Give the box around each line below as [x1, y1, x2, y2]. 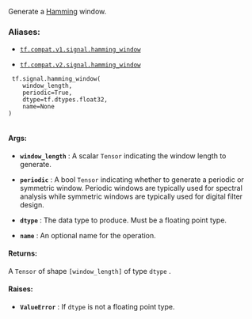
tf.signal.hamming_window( [11, 75, 101, 83]
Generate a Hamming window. [8, 7, 107, 16]
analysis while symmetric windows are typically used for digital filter [19, 192, 243, 201]
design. [19, 199, 45, 209]
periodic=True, [22, 89, 73, 97]
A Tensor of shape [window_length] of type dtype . [8, 266, 172, 275]
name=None [22, 103, 55, 111]
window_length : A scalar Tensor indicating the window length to [19, 150, 227, 161]
